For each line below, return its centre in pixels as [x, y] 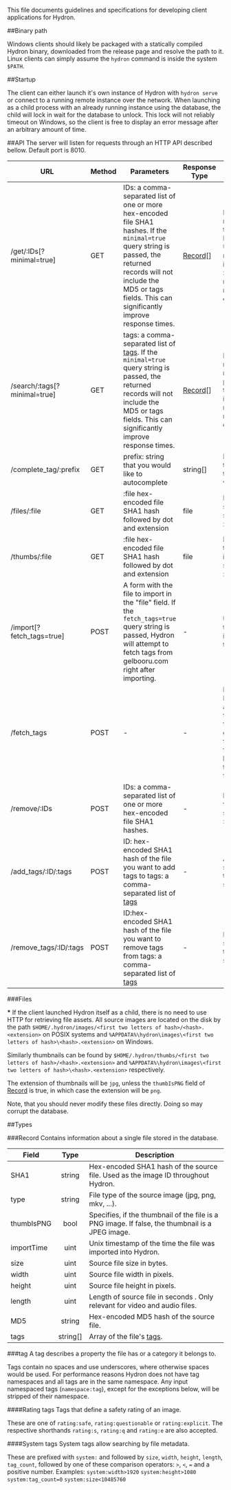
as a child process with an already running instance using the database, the [114, 107]
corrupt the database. [38, 1111]
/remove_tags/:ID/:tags [47, 947]
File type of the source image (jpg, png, [153, 1195]
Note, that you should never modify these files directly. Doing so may [105, 1104]
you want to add [149, 867]
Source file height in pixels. [133, 1285]
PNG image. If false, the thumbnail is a [150, 1223]
